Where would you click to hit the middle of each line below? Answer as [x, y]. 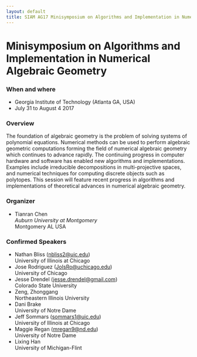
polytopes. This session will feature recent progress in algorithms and [90, 180]
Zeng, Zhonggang [36, 291]
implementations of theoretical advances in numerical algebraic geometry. [96, 186]
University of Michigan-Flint [48, 348]
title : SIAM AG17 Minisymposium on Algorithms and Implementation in [93, 17]
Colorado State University [46, 285]
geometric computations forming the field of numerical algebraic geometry [96, 149]
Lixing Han [28, 341]
